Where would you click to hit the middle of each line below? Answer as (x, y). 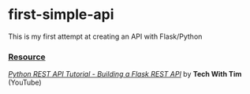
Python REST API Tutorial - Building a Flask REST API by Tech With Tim (125, 74)
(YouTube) (25, 83)
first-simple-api (61, 15)
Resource (27, 57)
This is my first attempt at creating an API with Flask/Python (105, 36)
